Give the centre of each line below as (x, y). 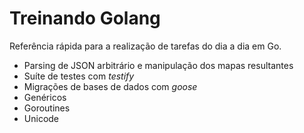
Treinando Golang (85, 18)
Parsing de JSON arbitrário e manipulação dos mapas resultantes (158, 65)
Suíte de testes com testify (79, 76)
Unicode (41, 118)
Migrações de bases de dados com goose (110, 86)
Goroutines (47, 108)
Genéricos (45, 97)
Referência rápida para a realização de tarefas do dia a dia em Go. (145, 46)
